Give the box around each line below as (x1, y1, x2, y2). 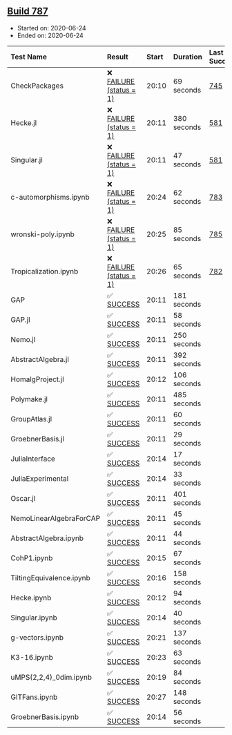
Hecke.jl (10, 117, 37, 127)
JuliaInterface (10, 454, 55, 464)
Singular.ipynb (10, 613, 57, 622)
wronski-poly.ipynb (10, 229, 75, 239)
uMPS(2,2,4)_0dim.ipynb (10, 672, 92, 682)
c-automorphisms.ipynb (10, 192, 90, 202)
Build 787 (7, 6, 48, 17)
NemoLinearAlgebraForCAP (10, 513, 101, 523)
